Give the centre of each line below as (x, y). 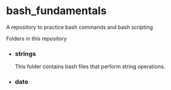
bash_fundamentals (56, 11)
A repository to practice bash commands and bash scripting (80, 27)
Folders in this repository (37, 38)
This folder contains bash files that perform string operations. (90, 66)
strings (25, 54)
